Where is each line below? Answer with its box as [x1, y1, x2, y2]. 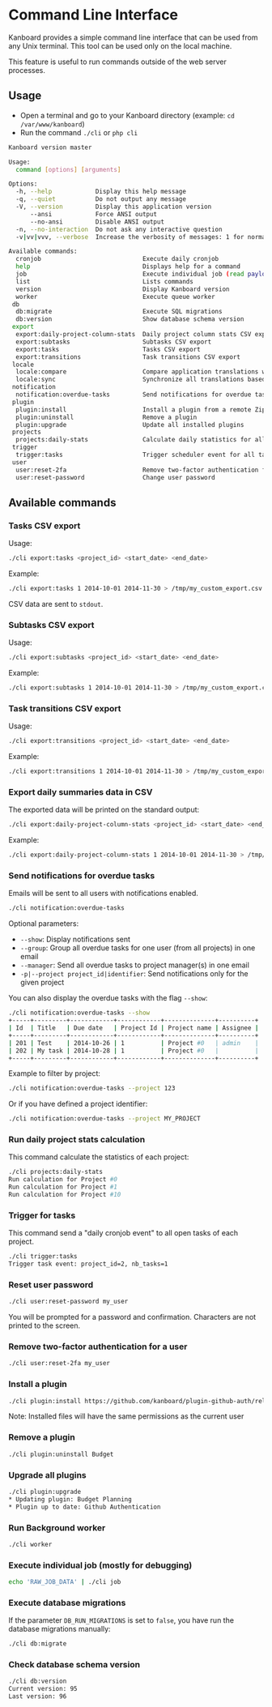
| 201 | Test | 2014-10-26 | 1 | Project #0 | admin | [8, 1039, 259, 1047]
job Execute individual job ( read [15, 270, 244, 278]
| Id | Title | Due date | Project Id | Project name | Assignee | [8, 1024, 259, 1032]
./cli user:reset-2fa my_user [8, 1359, 111, 1368]
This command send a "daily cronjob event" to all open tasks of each [8, 1228, 239, 1238]
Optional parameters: [8, 919, 79, 928]
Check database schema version [8, 1659, 140, 1671]
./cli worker [8, 1540, 53, 1548]
